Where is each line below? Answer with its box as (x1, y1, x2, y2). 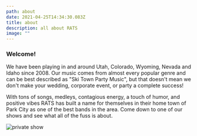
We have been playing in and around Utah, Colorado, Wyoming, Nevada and (6, 63, 192, 71)
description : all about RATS (6, 25, 78, 31)
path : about (6, 8, 35, 15)
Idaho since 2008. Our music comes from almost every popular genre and (6, 69, 186, 77)
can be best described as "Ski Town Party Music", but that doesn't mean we (6, 76, 192, 83)
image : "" (6, 31, 31, 37)
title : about (6, 19, 38, 25)
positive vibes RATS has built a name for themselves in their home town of (6, 99, 187, 107)
